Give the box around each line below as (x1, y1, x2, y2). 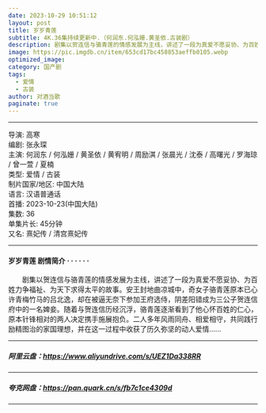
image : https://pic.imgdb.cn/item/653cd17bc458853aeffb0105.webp (8, 48, 228, 56)
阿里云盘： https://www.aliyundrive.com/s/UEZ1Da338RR (8, 351, 202, 361)
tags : (8, 70, 26, 78)
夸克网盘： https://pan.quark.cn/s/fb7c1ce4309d (8, 383, 173, 392)
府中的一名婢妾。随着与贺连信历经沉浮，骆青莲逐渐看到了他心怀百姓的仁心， (8, 305, 258, 314)
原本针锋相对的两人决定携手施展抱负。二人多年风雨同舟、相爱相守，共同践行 (8, 314, 258, 324)
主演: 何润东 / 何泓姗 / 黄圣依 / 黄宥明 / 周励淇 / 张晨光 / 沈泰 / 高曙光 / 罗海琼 (8, 150, 258, 159)
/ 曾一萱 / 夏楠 (8, 160, 54, 169)
